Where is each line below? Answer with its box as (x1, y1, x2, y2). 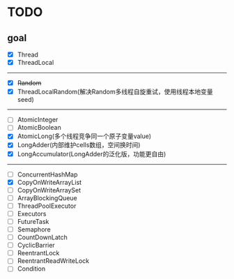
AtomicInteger (17, 116, 58, 124)
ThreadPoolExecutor (17, 202, 77, 210)
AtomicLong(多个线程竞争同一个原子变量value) (17, 132, 152, 140)
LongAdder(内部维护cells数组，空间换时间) (17, 141, 141, 149)
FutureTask (17, 217, 49, 225)
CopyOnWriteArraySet (17, 186, 81, 194)
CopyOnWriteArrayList (17, 178, 82, 186)
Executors (17, 209, 47, 218)
